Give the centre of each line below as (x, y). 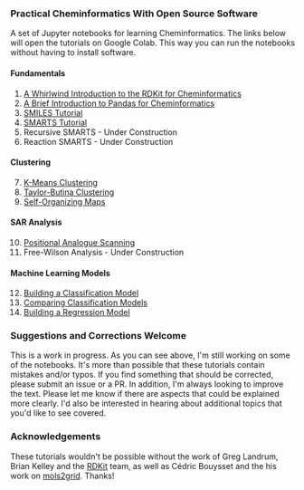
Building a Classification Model (81, 293)
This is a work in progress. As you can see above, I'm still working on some (150, 355)
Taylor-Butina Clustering (69, 192)
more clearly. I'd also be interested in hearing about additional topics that (147, 404)
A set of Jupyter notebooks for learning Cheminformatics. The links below (148, 34)
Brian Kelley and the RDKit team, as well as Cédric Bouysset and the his (143, 466)
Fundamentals (38, 73)
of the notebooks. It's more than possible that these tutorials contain (138, 365)
